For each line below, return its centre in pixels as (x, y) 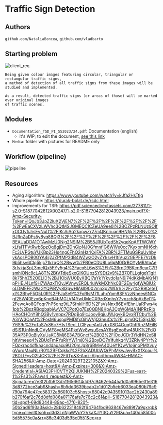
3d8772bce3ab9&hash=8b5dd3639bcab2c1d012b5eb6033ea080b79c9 (84, 387)
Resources (22, 184)
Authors (18, 27)
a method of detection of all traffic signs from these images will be (79, 83)
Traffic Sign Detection (50, 9)
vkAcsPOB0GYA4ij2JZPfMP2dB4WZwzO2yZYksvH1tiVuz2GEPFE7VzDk (84, 258)
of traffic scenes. (25, 104)
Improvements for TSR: (35, 206)
